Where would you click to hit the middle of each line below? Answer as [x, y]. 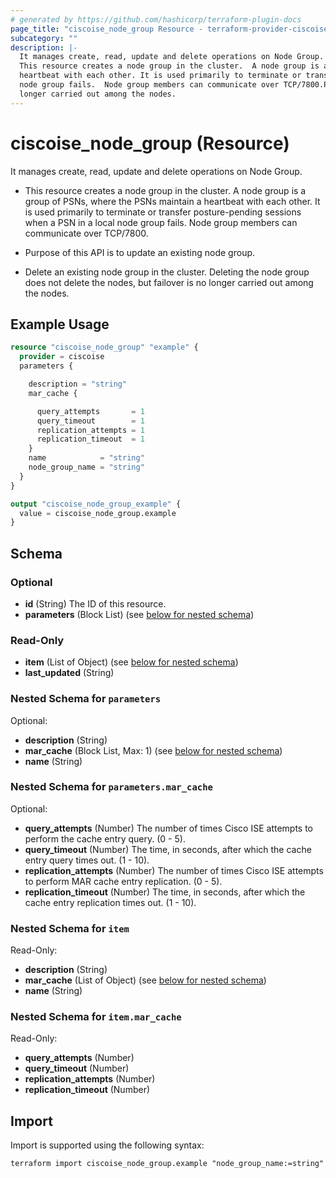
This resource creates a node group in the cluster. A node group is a [165, 190]
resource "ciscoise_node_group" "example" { [104, 347]
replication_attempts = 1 [90, 430]
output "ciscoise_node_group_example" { [96, 504]
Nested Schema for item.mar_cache [96, 1017]
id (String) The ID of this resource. [95, 603]
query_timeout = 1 [90, 421]
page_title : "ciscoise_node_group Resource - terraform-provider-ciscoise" [171, 29]
